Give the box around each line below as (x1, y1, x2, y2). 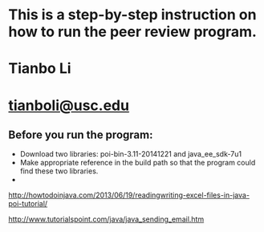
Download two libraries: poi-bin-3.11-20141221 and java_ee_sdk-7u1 (19, 149, 242, 159)
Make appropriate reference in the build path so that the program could (19, 158, 256, 168)
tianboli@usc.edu (8, 96, 130, 114)
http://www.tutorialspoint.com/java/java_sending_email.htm (8, 214, 205, 224)
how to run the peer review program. (8, 22, 257, 41)
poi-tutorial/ (8, 199, 48, 209)
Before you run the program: (8, 128, 153, 141)
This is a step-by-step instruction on (8, 6, 257, 24)
